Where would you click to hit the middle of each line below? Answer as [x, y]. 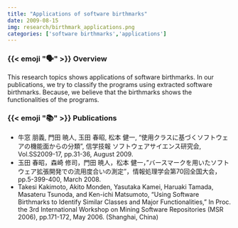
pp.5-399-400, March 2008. [59, 179]
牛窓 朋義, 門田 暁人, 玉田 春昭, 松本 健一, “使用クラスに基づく [107, 137]
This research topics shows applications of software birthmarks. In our [111, 77]
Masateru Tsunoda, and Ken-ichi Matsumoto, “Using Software [108, 194]
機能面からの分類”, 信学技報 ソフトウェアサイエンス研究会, [116, 146]
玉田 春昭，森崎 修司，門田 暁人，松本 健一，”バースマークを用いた [114, 162]
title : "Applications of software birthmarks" [77, 14]
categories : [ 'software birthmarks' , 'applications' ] [87, 34]
